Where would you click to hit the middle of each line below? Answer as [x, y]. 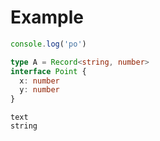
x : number [39, 81]
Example [47, 17]
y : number [39, 90]
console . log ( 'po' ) [48, 44]
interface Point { [48, 71]
